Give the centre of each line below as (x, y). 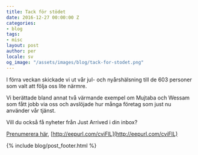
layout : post (23, 46)
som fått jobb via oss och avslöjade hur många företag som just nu (89, 104)
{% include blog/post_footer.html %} (51, 145)
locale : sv (20, 57)
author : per (21, 51)
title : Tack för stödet (36, 12)
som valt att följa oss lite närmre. (47, 86)
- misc (14, 40)
